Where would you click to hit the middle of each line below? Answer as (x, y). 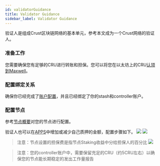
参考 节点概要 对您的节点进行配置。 (39, 122)
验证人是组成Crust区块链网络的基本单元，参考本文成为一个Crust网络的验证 (80, 33)
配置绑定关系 (20, 84)
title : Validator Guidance (32, 14)
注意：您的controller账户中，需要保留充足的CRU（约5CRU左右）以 (84, 153)
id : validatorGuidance (28, 10)
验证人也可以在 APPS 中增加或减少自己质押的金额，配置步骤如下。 (70, 132)
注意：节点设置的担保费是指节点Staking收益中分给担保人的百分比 (82, 143)
